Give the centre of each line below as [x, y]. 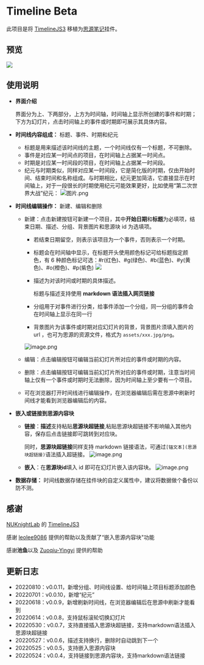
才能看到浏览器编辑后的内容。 [72, 400]
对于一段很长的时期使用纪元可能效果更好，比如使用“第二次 [119, 185]
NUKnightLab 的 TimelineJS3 [43, 524]
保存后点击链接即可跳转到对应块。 [78, 434]
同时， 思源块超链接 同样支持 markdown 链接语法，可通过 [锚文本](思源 [110, 447]
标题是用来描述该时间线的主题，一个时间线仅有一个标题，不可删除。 [110, 147]
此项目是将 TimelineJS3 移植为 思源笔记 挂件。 [63, 29]
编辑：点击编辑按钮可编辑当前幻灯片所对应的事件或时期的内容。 [104, 359]
